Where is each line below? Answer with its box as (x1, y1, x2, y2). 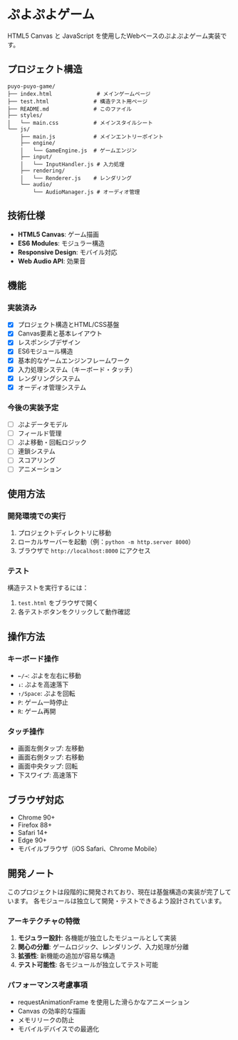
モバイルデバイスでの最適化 (17, 1024, 100, 1033)
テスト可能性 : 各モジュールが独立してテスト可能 (17, 961, 159, 969)
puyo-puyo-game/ (7, 83, 56, 90)
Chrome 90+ (17, 813, 56, 822)
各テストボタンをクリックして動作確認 (17, 607, 130, 616)
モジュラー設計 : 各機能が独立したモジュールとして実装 (17, 934, 177, 942)
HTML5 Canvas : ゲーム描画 (17, 230, 100, 238)
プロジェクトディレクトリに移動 (17, 529, 112, 537)
